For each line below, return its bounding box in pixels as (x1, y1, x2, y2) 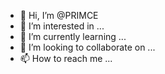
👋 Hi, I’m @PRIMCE (19, 10, 99, 21)
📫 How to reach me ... (19, 53, 113, 64)
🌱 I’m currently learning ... (19, 31, 127, 42)
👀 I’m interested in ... (19, 20, 105, 32)
